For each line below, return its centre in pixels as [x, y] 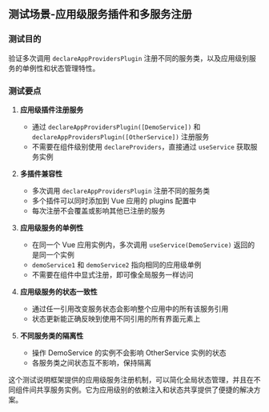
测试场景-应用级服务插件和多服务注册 [100, 14]
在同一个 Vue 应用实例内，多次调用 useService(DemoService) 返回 [140, 244]
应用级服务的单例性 [52, 227]
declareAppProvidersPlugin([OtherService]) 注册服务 [120, 136]
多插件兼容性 [41, 174]
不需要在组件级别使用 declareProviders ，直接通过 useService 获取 [141, 146]
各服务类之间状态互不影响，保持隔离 [92, 362]
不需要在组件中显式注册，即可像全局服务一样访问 [112, 274]
